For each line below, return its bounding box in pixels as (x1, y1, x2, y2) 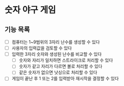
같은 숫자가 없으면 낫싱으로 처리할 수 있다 (19, 69, 98, 75)
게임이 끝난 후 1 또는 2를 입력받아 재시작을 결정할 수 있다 (11, 76, 119, 82)
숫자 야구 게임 (4, 4, 56, 16)
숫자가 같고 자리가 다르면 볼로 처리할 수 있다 (19, 64, 103, 69)
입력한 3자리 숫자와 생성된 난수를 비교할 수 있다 (11, 52, 102, 57)
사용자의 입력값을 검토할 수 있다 (11, 45, 72, 51)
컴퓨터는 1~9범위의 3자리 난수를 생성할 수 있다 (11, 39, 100, 45)
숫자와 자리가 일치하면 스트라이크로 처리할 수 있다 (19, 57, 113, 63)
